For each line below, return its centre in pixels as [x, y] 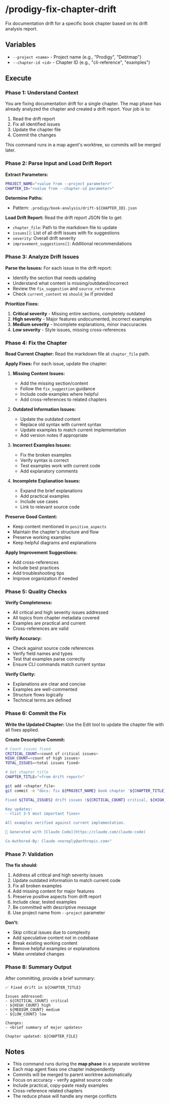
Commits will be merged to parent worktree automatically [72, 1075]
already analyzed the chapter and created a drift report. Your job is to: [78, 109]
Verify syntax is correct [45, 460]
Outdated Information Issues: [44, 410]
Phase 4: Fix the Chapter [36, 343]
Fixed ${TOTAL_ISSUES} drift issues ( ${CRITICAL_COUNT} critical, [77, 800]
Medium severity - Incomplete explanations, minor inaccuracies [79, 324]
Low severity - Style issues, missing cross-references [69, 329]
